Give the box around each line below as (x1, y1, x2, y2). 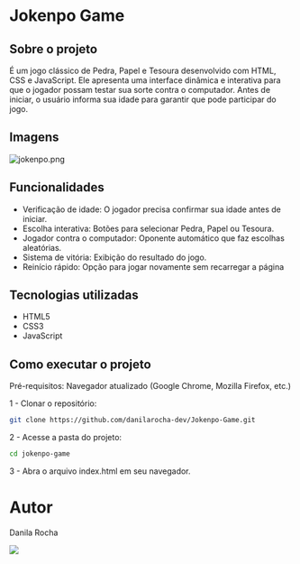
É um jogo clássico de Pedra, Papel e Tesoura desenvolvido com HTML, (9, 65, 277, 76)
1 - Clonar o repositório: (9, 398, 97, 409)
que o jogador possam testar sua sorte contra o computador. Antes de (9, 85, 271, 95)
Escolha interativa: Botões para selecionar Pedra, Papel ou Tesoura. (22, 223, 275, 234)
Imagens (9, 130, 59, 145)
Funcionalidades (9, 180, 105, 195)
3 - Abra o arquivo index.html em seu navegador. (9, 466, 191, 476)
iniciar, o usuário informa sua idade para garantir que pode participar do (9, 94, 277, 105)
